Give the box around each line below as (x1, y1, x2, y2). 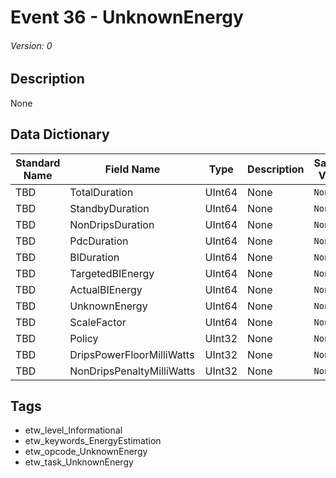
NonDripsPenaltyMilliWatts (69, 364, 196, 378)
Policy (69, 331, 99, 345)
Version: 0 (10, 39, 53, 51)
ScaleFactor (69, 315, 127, 329)
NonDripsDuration (69, 217, 155, 231)
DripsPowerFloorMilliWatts (69, 347, 195, 361)
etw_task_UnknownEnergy (24, 456, 134, 468)
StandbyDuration (69, 201, 150, 215)
